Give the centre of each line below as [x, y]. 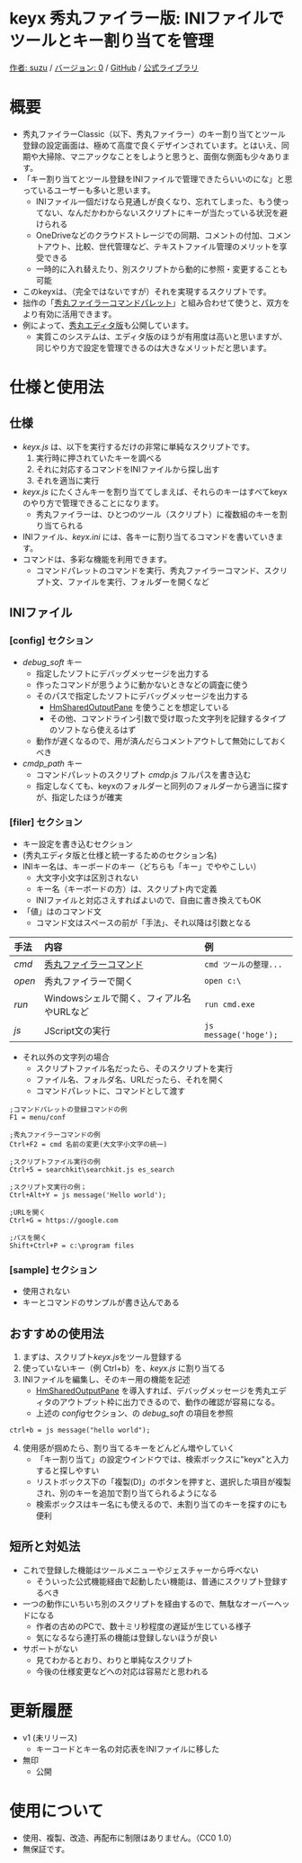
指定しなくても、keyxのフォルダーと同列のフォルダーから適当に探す [162, 786]
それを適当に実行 [67, 480]
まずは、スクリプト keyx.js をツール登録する [102, 1356]
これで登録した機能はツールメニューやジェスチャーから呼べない [140, 1570]
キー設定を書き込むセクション [77, 843]
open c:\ [222, 981]
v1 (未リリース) [50, 1737]
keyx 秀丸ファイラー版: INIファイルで [147, 18]
